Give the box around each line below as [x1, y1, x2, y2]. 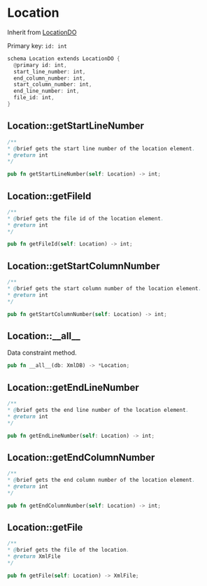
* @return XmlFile [7, 553, 61, 560]
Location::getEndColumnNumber [7, 451, 155, 463]
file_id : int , [13, 94, 55, 101]
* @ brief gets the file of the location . [7, 547, 130, 554]
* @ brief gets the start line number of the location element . [7, 145, 196, 152]
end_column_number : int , [13, 75, 86, 82]
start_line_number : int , [13, 68, 86, 75]
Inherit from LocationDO [7, 28, 77, 36]
